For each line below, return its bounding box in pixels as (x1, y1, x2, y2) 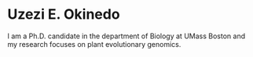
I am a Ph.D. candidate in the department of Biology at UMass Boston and (7, 31, 245, 41)
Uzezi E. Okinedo (7, 5, 120, 23)
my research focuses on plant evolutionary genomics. (7, 39, 181, 48)
